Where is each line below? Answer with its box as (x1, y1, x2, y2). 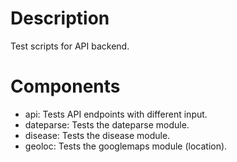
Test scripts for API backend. (10, 40, 130, 52)
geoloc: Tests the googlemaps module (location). (24, 140, 228, 152)
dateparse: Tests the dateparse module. (24, 118, 190, 131)
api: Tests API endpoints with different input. (24, 108, 208, 120)
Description (10, 7, 110, 30)
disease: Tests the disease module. (24, 129, 171, 141)
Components (10, 75, 121, 98)
